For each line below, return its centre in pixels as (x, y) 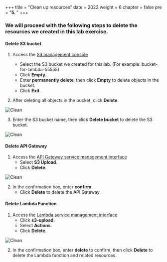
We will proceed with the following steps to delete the (72, 25)
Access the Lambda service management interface (65, 215)
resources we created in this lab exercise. (57, 31)
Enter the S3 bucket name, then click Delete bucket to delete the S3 (83, 120)
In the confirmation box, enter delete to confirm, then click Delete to (83, 250)
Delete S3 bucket (23, 43)
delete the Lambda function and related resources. (64, 255)
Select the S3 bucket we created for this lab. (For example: (80, 64)
